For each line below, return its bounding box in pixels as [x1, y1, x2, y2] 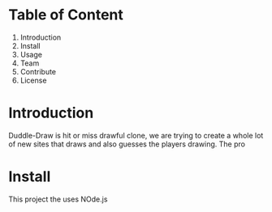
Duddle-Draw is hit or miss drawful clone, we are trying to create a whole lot [8, 130, 264, 140]
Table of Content [8, 6, 124, 24]
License [19, 75, 47, 85]
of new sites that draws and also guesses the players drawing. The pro [8, 139, 246, 149]
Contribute [19, 66, 57, 76]
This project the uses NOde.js [8, 194, 108, 204]
